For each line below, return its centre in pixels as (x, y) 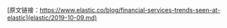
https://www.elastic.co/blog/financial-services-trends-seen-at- (130, 10)
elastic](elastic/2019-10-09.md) (52, 18)
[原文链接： (24, 10)
